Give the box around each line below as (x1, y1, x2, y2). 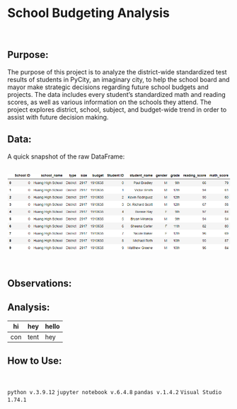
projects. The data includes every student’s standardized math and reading (7, 90, 226, 98)
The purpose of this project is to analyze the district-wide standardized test (7, 67, 228, 76)
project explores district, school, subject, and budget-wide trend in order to (7, 105, 227, 114)
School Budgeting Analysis (7, 5, 170, 21)
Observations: (7, 277, 72, 289)
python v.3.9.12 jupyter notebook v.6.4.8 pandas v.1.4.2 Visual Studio (7, 388, 222, 396)
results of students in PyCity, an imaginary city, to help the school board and (7, 75, 230, 83)
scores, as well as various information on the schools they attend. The (7, 98, 212, 106)
